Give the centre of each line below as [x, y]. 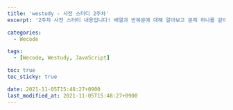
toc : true [21, 71]
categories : [24, 33]
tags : [15, 52]
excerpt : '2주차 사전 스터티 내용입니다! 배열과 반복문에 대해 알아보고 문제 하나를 [111, 20]
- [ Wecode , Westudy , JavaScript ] [62, 58]
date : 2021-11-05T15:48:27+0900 [54, 89]
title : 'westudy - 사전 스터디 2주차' [58, 13]
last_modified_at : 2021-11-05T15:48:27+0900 [72, 95]
